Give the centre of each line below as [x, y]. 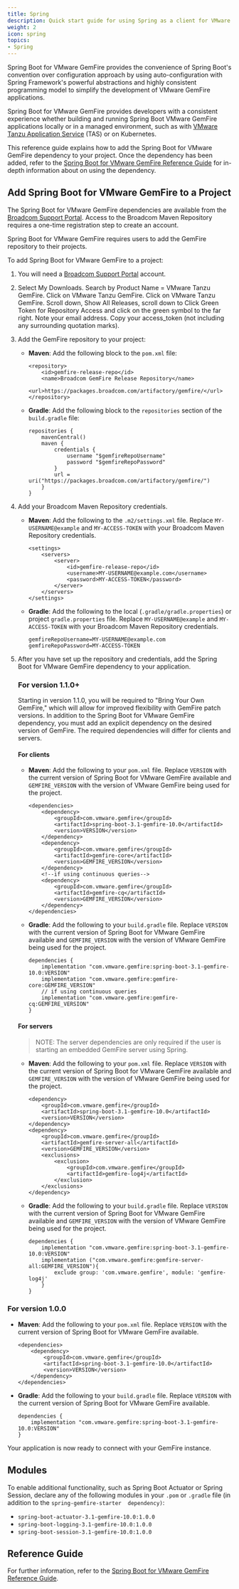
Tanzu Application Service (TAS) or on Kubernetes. [82, 134]
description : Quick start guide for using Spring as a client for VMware [119, 21]
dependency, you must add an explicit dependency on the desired [115, 723]
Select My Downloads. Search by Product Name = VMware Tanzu [114, 287]
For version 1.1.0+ [49, 685]
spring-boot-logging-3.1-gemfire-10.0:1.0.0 [85, 1524]
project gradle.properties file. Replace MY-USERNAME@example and [123, 619]
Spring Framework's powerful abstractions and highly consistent [102, 82]
